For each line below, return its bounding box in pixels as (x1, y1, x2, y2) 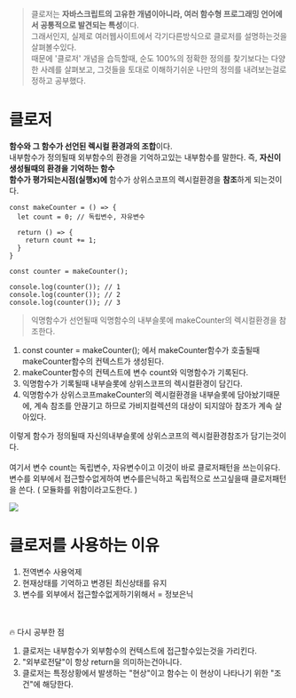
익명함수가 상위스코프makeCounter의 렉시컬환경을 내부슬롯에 (21, 389, 236, 399)
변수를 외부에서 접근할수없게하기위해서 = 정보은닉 (21, 589, 194, 599)
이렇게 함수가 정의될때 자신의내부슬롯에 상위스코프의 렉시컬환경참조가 (9, 430, 249, 441)
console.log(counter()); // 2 (9, 290, 121, 299)
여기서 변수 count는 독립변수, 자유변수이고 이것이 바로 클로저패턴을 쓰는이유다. (9, 461, 281, 472)
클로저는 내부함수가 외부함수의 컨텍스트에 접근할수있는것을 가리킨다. (21, 645, 257, 656)
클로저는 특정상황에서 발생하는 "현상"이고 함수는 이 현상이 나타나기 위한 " (21, 667, 275, 678)
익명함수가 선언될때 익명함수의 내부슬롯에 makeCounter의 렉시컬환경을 (30, 315, 277, 325)
